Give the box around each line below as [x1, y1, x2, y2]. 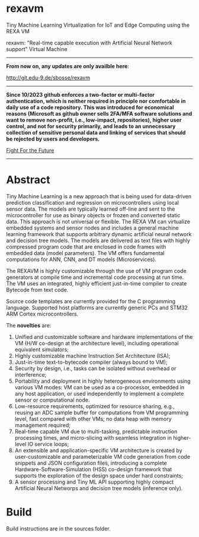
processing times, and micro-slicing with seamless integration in [14, 434, 172, 441]
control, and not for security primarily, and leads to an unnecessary [6, 122, 176, 129]
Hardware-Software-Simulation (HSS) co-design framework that [14, 465, 172, 473]
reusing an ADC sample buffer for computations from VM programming [14, 409, 188, 416]
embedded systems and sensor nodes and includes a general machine [6, 224, 179, 231]
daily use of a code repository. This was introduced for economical [6, 103, 174, 111]
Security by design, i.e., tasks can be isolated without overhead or [14, 364, 176, 372]
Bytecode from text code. [6, 286, 69, 293]
